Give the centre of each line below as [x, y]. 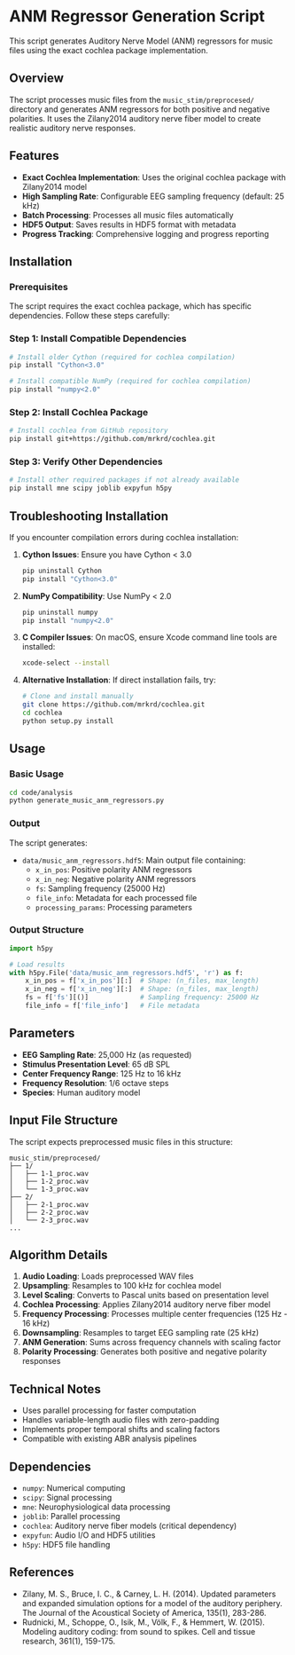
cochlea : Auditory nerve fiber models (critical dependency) [129, 1526]
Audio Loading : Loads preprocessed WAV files [108, 1276]
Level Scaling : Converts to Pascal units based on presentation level [145, 1295]
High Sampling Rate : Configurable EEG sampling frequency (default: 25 [153, 196]
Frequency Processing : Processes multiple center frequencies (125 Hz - [155, 1314]
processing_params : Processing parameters [114, 907]
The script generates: [49, 843]
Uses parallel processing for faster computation [109, 1411]
